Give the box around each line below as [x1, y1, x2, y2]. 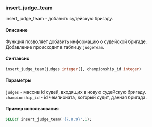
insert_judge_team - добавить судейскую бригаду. [5, 16, 113, 22]
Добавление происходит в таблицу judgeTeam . [5, 44, 105, 50]
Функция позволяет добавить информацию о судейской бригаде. [5, 38, 147, 45]
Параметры [5, 77, 32, 83]
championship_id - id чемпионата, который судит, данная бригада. [5, 94, 147, 100]
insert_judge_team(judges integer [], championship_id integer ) [5, 66, 142, 72]
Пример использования [5, 106, 59, 112]
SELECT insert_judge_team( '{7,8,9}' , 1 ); [5, 117, 92, 122]
